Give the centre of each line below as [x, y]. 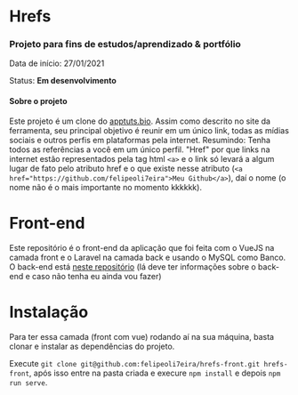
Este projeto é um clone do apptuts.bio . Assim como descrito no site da [140, 121]
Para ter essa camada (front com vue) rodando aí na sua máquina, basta [141, 336]
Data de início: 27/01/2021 [57, 63]
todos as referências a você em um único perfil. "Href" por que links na [140, 149]
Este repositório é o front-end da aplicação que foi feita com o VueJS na [142, 247]
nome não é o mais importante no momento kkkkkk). [106, 187]
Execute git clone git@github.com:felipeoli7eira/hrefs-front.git [135, 363]
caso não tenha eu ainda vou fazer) [97, 276]
